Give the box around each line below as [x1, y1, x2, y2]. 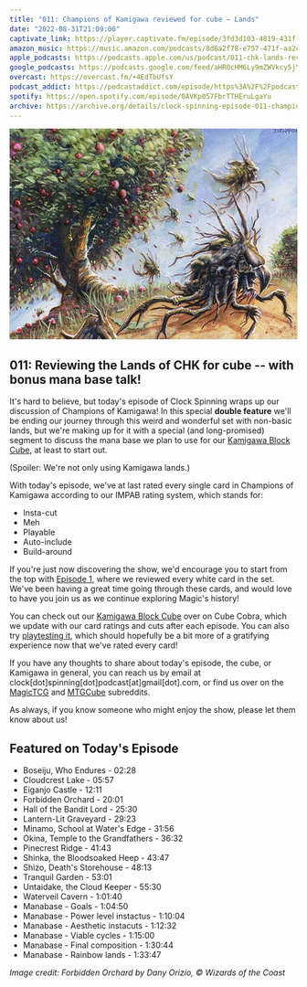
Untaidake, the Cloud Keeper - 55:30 [22, 881, 162, 892]
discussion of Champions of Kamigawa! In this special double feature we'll [9, 406, 291, 417]
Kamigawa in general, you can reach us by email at [9, 667, 201, 678]
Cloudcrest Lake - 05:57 [22, 774, 114, 785]
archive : [9, 101, 43, 111]
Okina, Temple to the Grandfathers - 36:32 [22, 833, 184, 844]
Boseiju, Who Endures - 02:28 [22, 764, 137, 776]
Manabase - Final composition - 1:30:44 [22, 939, 174, 950]
